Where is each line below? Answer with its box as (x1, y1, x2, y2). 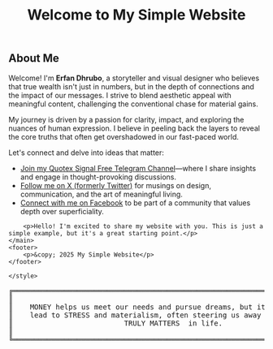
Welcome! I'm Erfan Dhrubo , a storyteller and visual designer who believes (8, 73, 260, 83)
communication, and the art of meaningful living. (19, 189, 183, 199)
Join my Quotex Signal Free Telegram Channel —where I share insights (19, 163, 257, 173)
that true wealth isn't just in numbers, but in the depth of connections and (8, 81, 254, 91)
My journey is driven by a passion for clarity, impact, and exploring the (8, 114, 245, 124)
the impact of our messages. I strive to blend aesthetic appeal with (8, 90, 232, 100)
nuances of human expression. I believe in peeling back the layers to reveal (8, 123, 260, 133)
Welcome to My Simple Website (27, 6, 246, 24)
